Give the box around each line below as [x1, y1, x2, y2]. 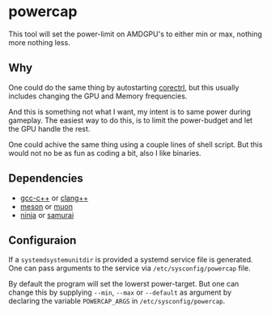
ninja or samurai [19, 210, 74, 220]
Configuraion [8, 233, 77, 247]
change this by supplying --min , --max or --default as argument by [8, 287, 232, 297]
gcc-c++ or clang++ [19, 193, 89, 203]
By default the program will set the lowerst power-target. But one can [8, 279, 239, 289]
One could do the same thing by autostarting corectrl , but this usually [8, 82, 239, 92]
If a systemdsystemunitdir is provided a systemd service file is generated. [8, 255, 253, 265]
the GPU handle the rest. [8, 124, 91, 133]
